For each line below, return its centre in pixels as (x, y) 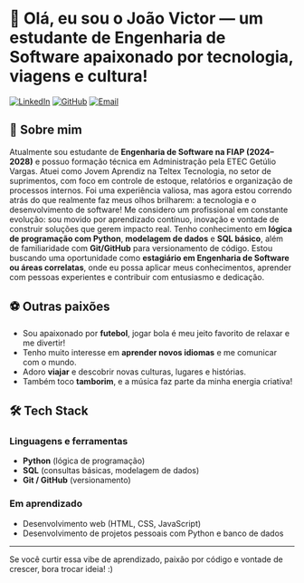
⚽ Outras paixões (60, 307)
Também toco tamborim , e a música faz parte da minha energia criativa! (157, 381)
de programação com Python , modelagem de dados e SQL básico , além (146, 238)
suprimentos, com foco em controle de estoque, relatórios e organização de (151, 180)
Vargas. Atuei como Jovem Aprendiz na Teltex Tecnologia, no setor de (140, 170)
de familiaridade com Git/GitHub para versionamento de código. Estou (141, 248)
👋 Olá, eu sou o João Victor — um (137, 19)
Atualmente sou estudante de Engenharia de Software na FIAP (127, 151)
